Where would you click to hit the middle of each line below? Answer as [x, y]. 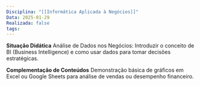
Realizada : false [28, 23]
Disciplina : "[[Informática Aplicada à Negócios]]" [72, 12]
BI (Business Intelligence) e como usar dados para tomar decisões [89, 52]
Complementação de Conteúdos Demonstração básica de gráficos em [95, 70]
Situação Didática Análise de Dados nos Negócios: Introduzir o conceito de [100, 46]
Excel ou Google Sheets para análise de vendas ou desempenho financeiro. [100, 76]
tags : [13, 29]
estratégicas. [23, 58]
